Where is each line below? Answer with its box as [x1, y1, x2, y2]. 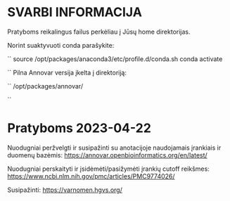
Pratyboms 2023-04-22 [7, 120, 151, 136]
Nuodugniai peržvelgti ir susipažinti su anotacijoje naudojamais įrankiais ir [7, 143, 222, 152]
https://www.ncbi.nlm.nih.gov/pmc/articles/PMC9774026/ [7, 171, 175, 180]
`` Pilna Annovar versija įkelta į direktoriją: [7, 68, 127, 77]
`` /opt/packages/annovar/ [7, 82, 83, 90]
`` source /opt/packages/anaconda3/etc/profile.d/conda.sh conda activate [7, 54, 223, 63]
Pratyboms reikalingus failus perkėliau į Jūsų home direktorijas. [7, 27, 191, 36]
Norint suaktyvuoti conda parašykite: [7, 41, 115, 49]
